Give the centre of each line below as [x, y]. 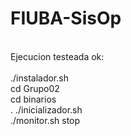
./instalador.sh [39, 78]
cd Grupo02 [35, 88]
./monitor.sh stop [45, 120]
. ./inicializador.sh [46, 109]
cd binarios [33, 99]
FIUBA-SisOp [66, 18]
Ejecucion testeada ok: [57, 56]
